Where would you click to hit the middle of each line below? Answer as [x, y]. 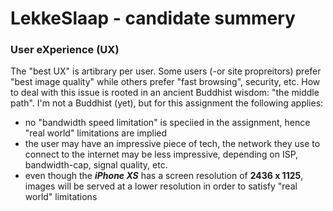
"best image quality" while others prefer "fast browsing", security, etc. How [165, 82]
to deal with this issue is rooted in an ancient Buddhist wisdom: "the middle [165, 93]
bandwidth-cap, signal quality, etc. [96, 165]
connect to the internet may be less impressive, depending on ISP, [161, 154]
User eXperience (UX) [65, 50]
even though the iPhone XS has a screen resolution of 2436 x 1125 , [164, 176]
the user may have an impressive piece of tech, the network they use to [172, 144]
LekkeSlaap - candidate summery [153, 18]
